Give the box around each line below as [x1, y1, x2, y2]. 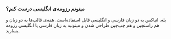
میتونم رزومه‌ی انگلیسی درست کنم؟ [6, 5, 85, 12]
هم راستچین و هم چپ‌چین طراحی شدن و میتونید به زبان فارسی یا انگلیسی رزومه [6, 22, 160, 28]
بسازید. [6, 28, 20, 34]
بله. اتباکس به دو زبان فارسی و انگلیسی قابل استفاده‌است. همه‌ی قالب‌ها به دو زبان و [6, 17, 166, 23]
